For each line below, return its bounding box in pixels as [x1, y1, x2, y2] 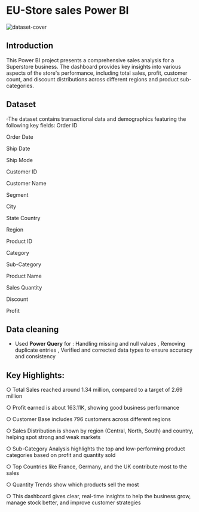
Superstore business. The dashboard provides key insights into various [6, 63, 181, 70]
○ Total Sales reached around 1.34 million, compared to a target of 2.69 [6, 386, 183, 394]
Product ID [6, 237, 33, 245]
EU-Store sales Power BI [6, 4, 129, 17]
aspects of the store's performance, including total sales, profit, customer [6, 69, 188, 77]
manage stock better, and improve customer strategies [6, 499, 142, 506]
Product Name [6, 272, 42, 279]
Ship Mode [6, 156, 33, 163]
